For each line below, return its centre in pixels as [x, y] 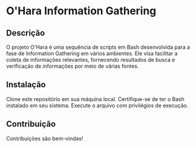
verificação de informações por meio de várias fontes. [72, 66]
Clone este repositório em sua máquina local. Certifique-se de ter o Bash [95, 99]
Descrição [26, 33]
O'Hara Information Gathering [81, 11]
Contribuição [31, 124]
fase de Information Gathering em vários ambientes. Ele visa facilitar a [92, 53]
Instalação [26, 85]
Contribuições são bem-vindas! [45, 138]
